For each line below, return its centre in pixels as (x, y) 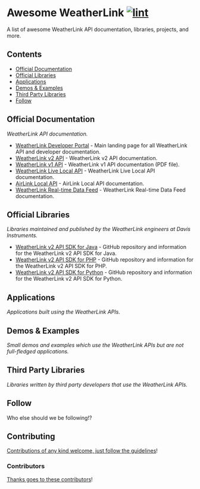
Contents (24, 55)
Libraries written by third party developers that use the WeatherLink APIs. (97, 385)
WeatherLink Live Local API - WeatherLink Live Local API (85, 171)
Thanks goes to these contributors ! (50, 479)
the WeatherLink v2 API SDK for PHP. (61, 266)
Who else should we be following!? (49, 417)
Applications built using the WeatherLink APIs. (64, 312)
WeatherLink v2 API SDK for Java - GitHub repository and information (101, 247)
